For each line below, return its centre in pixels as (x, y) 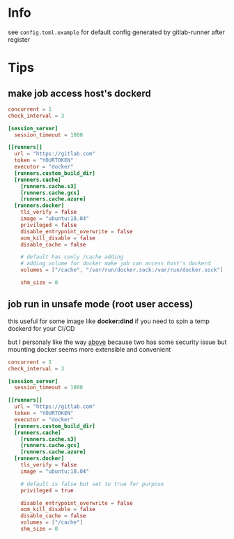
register (19, 39)
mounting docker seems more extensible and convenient (89, 349)
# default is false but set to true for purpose (92, 484)
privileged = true (47, 490)
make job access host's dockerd (80, 93)
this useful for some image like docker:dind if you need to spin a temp (109, 321)
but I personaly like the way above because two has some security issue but (117, 342)
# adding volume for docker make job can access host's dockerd (116, 264)
